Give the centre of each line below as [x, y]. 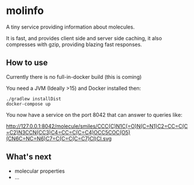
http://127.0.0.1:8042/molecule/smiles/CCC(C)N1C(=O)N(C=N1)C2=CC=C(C [97, 126]
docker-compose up [28, 104]
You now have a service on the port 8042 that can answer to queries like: [94, 114]
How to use [27, 63]
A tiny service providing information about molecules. [70, 27]
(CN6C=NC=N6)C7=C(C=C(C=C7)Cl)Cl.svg [59, 138]
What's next [29, 157]
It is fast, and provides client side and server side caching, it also [84, 38]
